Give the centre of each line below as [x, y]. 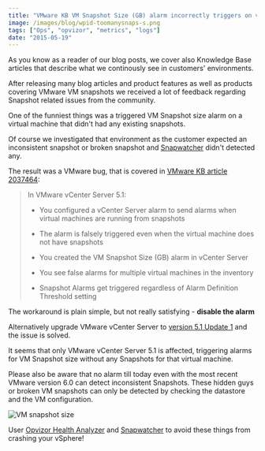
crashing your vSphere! [46, 438]
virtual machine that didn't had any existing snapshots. [97, 124]
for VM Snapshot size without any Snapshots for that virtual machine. [121, 359]
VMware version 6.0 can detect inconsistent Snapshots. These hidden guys [131, 382]
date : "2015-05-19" [40, 37]
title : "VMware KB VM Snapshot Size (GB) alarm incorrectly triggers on [130, 15]
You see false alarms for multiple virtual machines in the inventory [146, 273]
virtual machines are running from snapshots [112, 218]
